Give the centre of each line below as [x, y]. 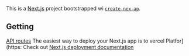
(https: [14, 47]
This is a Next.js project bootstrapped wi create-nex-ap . [73, 8]
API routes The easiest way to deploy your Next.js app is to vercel [85, 41]
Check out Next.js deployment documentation [78, 47]
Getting [20, 27]
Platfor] [175, 41]
